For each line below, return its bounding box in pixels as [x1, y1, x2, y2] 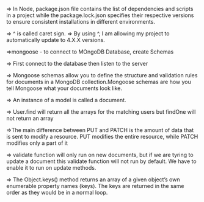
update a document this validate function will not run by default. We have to [6, 158, 197, 165]
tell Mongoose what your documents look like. [6, 85, 122, 92]
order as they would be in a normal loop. [6, 189, 108, 196]
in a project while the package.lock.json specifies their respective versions [6, 12, 194, 19]
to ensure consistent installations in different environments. [6, 18, 156, 25]
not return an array [6, 115, 54, 122]
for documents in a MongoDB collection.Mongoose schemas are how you [6, 78, 191, 85]
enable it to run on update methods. [6, 164, 97, 171]
